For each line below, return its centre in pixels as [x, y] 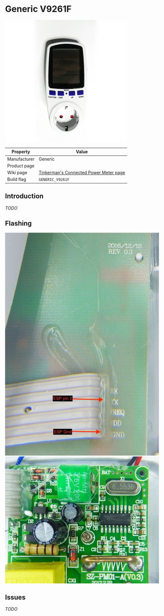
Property [21, 152]
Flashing [19, 223]
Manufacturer [21, 159]
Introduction [24, 196]
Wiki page [17, 173]
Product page [21, 166]
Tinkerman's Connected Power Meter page [82, 173]
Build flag [17, 180]
